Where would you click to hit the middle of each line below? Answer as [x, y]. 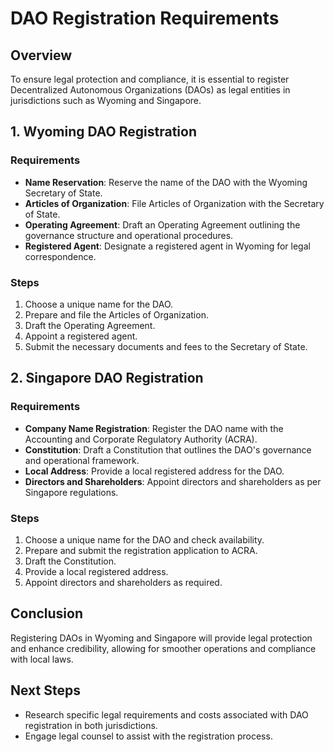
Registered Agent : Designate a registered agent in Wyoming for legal [167, 246]
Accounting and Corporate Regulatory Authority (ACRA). [141, 439]
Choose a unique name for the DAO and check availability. [144, 539]
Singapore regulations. [71, 492]
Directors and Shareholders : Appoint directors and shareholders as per [173, 481]
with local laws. [42, 659]
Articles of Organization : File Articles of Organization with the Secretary [174, 203]
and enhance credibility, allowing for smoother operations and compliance [163, 648]
